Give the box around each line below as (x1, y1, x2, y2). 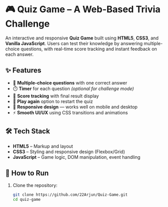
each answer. (5, 51, 34, 57)
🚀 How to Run (5, 169, 49, 177)
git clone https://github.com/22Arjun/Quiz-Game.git (12, 192, 128, 197)
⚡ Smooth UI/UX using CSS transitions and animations (12, 109, 128, 115)
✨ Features (5, 66, 41, 75)
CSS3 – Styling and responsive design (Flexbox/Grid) (12, 149, 125, 155)
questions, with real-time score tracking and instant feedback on (20, 46, 157, 52)
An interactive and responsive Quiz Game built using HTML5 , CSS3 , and (5, 35, 159, 41)
